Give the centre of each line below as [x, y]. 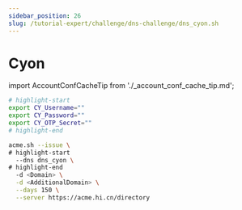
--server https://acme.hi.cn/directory [83, 197]
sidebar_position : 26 [45, 16]
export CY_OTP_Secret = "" [50, 123]
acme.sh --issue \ [39, 145]
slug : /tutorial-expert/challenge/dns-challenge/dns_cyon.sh [114, 23]
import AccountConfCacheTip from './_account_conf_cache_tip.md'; [121, 86]
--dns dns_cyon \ [45, 160]
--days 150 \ [38, 191]
